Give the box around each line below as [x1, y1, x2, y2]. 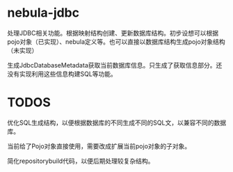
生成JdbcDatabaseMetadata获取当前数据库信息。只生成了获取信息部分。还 [7, 61, 223, 69]
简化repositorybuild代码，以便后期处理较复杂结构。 [7, 157, 154, 165]
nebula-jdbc [7, 5, 80, 21]
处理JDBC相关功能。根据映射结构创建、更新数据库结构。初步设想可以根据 [7, 29, 219, 37]
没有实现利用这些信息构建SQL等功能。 [7, 70, 117, 78]
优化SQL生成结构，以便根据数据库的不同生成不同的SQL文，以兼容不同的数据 [7, 118, 227, 127]
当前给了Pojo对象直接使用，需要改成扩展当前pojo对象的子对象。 [7, 141, 191, 150]
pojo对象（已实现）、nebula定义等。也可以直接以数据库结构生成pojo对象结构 [7, 37, 226, 46]
